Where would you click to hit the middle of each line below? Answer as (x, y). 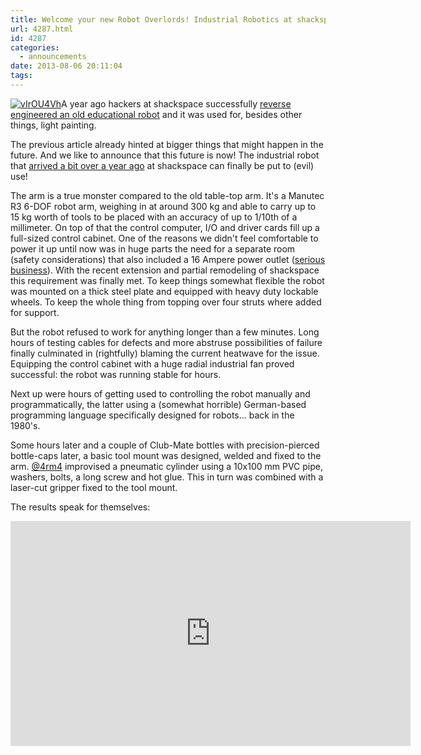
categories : (35, 47)
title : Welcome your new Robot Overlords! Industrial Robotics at (151, 19)
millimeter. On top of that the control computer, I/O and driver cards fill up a (165, 227)
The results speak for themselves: (80, 507)
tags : (21, 76)
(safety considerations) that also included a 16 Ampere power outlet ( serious (168, 259)
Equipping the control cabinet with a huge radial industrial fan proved (152, 363)
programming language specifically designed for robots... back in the (152, 415)
